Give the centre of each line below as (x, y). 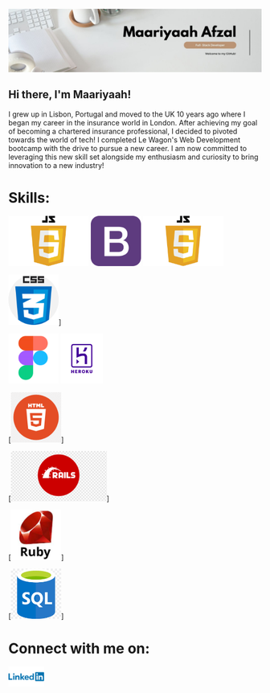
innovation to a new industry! (56, 165)
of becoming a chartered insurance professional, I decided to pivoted (123, 131)
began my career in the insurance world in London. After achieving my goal (133, 122)
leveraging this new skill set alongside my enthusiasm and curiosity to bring (133, 157)
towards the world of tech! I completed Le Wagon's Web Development (125, 139)
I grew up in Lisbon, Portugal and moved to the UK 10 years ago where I (127, 114)
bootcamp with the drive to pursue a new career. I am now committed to (128, 148)
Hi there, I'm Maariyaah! (70, 94)
